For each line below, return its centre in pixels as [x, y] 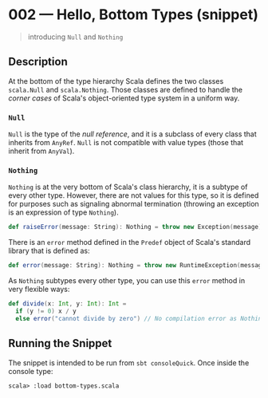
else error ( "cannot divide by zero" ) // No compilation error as [126, 318]
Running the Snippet [60, 343]
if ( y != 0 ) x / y [46, 311]
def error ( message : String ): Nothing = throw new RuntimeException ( [124, 266]
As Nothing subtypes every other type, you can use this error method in [127, 281]
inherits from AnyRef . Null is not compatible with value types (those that [126, 143]
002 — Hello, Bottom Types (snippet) [134, 15]
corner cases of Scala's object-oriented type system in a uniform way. [124, 98]
